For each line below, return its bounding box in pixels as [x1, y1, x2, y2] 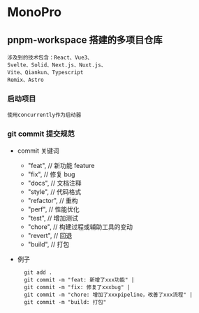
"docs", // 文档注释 [27, 179, 82, 187]
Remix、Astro [7, 76, 44, 83]
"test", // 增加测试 [27, 214, 79, 222]
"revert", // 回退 [27, 231, 73, 239]
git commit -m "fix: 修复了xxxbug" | [24, 284, 131, 291]
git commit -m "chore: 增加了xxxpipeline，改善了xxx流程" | [24, 291, 193, 298]
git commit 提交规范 [7, 129, 75, 139]
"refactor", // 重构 [27, 196, 78, 204]
